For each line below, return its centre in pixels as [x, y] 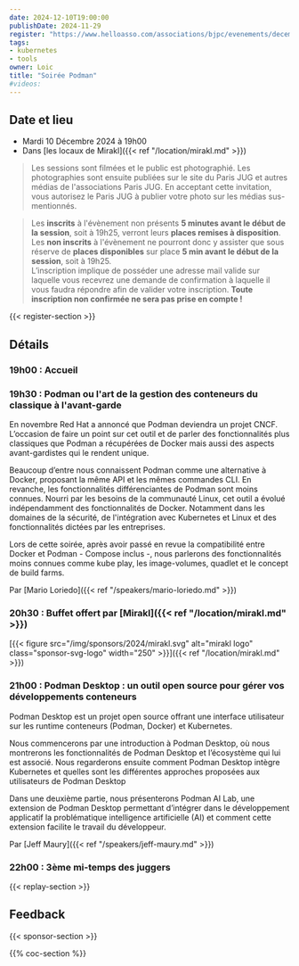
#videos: [25, 84]
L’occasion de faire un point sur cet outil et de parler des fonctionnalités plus [149, 434]
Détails [29, 344]
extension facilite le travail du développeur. [88, 827]
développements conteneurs [73, 697]
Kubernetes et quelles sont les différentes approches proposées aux [135, 772]
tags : [19, 42]
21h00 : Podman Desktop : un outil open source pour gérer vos [147, 686]
